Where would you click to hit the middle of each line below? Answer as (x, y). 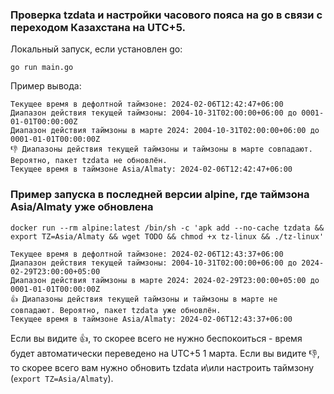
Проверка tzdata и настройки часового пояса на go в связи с (166, 15)
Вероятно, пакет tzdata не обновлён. (89, 161)
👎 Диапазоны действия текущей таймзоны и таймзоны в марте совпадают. (161, 149)
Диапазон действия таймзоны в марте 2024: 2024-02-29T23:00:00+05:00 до (165, 280)
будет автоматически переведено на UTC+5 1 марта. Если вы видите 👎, (165, 353)
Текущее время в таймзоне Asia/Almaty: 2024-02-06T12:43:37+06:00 (151, 319)
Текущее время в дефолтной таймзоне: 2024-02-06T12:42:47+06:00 (147, 104)
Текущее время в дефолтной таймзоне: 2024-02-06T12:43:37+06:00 (147, 254)
